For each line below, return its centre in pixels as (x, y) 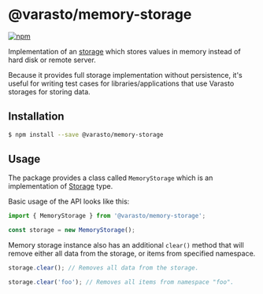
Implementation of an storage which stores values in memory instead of (125, 51)
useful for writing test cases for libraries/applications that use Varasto (121, 83)
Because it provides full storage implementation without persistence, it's (125, 75)
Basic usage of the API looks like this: (69, 201)
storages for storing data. (49, 91)
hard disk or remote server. (52, 60)
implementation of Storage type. (61, 186)
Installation (36, 117)
